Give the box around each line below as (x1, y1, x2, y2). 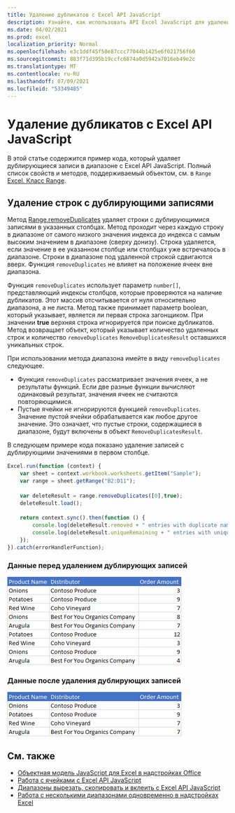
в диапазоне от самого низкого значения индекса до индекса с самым (7, 230, 220, 239)
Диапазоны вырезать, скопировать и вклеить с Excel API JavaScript (17, 784, 221, 792)
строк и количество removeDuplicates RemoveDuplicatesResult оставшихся (7, 333, 227, 342)
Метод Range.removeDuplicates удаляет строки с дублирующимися (7, 216, 210, 224)
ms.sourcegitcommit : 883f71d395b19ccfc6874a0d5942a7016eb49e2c (7, 56, 196, 63)
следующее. (7, 361, 45, 370)
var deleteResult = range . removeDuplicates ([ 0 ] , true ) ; (20, 492, 183, 499)
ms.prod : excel (7, 34, 52, 41)
